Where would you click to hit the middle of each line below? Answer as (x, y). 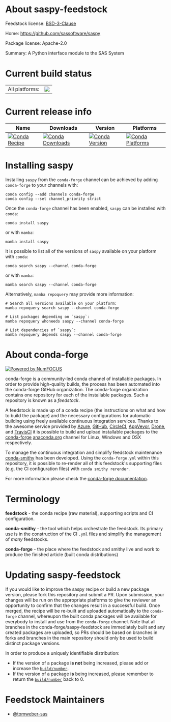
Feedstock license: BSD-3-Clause (41, 23)
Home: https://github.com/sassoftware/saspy (53, 33)
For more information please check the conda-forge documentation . (77, 478)
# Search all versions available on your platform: (61, 303)
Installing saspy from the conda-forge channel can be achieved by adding (82, 180)
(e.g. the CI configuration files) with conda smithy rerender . (67, 469)
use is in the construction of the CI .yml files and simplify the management (83, 534)
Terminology (33, 499)
